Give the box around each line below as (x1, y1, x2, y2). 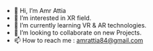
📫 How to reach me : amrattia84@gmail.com (13, 37, 144, 44)
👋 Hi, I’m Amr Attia (13, 7, 66, 14)
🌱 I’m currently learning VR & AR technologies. (13, 21, 147, 29)
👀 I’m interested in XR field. (13, 14, 92, 22)
